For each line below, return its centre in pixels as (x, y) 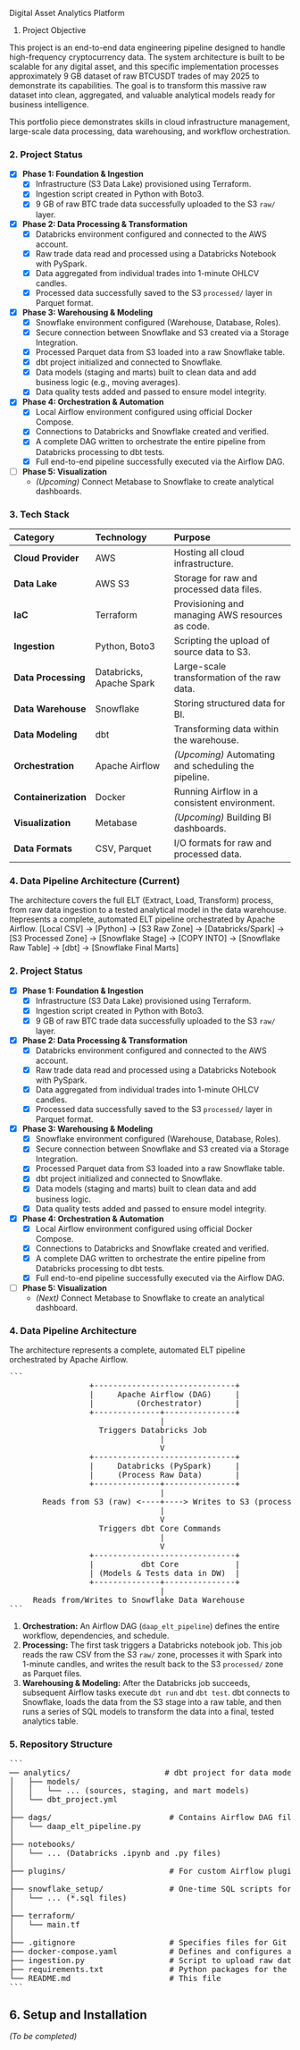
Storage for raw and (216, 578)
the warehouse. (206, 739)
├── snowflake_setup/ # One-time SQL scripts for (150, 1889)
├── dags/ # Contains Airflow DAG (142, 1817)
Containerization (50, 797)
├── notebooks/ (42, 1844)
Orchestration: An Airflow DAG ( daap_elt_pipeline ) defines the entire (150, 1626)
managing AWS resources (228, 614)
